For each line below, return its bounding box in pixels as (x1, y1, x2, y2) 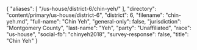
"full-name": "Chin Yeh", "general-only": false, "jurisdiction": (30, 18, 182, 25)
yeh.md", (6, 18, 29, 25)
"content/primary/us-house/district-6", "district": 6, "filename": (6, 11, 165, 19)
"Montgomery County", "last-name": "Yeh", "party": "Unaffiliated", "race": (6, 24, 192, 31)
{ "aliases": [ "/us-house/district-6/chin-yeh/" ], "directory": (6, 5, 157, 12)
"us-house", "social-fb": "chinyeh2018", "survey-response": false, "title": (6, 31, 189, 38)
